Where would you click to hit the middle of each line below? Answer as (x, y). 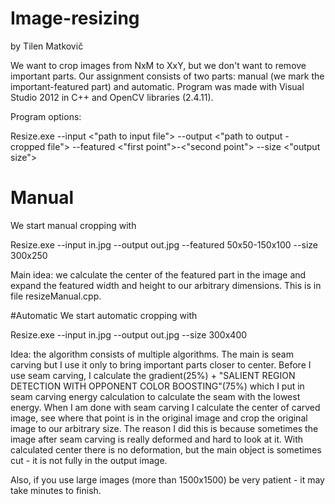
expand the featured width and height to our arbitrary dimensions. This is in (166, 285)
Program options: (46, 116)
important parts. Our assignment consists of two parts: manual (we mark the (167, 76)
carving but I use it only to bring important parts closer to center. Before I (161, 364)
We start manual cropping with (73, 225)
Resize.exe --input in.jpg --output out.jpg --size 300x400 (129, 334)
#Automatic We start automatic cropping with (104, 315)
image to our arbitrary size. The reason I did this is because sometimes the (164, 428)
